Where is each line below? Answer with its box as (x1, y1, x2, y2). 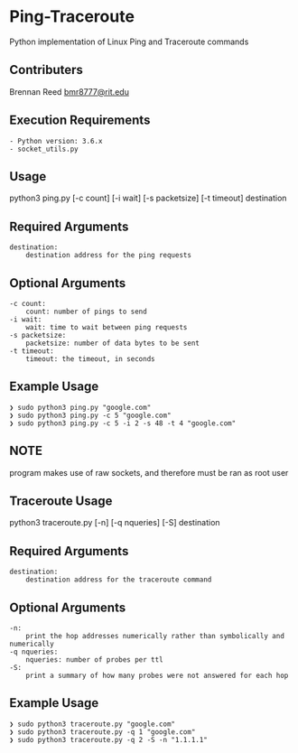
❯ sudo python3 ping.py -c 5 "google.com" (9, 411, 172, 420)
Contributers (9, 62, 84, 78)
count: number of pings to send (25, 307, 147, 316)
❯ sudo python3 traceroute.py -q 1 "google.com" (9, 727, 196, 737)
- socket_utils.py (9, 144, 79, 153)
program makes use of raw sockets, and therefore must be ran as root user (9, 467, 289, 478)
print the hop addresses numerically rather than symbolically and (25, 632, 284, 641)
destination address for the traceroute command (25, 575, 212, 584)
